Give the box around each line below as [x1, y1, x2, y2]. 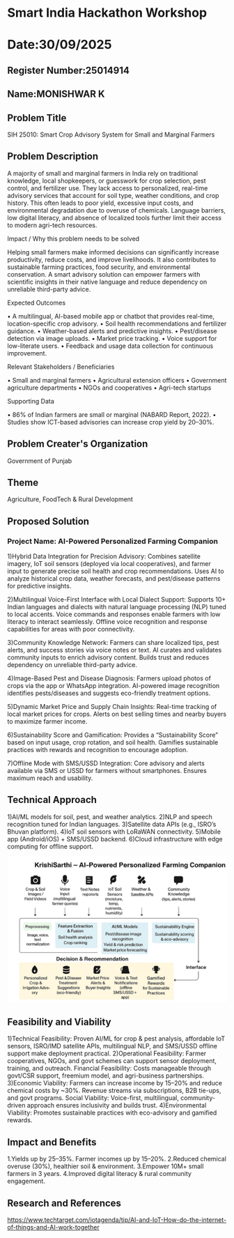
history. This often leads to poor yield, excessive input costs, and [7, 199, 194, 207]
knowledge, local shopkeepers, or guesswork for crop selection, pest [7, 176, 207, 185]
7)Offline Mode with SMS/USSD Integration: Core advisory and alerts [7, 759, 205, 767]
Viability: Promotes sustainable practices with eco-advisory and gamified [7, 1108, 217, 1117]
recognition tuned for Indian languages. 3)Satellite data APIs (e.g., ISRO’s [7, 820, 217, 828]
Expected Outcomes [7, 298, 66, 307]
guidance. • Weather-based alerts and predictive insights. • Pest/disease [7, 326, 217, 335]
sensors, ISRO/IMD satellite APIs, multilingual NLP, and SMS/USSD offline [7, 1042, 218, 1050]
